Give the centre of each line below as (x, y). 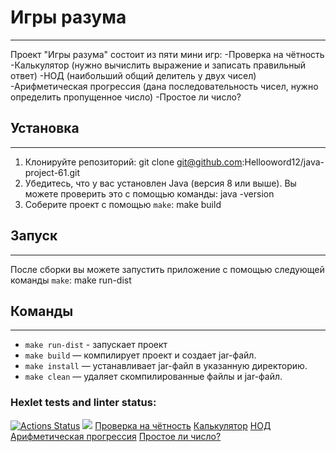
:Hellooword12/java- (283, 162)
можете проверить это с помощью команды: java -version (149, 193)
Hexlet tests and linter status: (83, 403)
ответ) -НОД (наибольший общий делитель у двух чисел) (133, 75)
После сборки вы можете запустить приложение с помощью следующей (167, 269)
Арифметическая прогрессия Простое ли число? (116, 436)
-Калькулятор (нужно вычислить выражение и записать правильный (158, 65)
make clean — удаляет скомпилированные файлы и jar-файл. (153, 377)
